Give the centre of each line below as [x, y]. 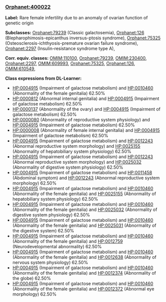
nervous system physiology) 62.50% [50, 263]
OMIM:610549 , [20, 69]
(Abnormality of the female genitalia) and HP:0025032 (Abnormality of [85, 209]
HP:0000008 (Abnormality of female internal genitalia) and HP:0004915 [86, 130]
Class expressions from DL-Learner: [43, 79]
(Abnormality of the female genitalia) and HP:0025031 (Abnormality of [84, 225]
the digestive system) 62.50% [43, 231]
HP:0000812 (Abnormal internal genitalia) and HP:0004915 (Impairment [86, 99]
